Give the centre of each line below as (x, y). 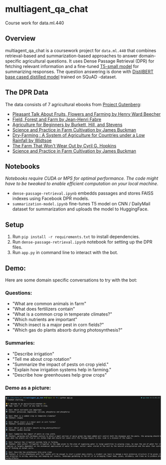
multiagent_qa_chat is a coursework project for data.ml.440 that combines (81, 50)
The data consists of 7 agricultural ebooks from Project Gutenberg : (73, 104)
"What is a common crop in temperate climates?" (62, 314)
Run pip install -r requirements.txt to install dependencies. (76, 237)
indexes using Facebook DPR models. (51, 199)
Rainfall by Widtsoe (32, 140)
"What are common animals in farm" (49, 304)
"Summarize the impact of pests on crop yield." (60, 364)
